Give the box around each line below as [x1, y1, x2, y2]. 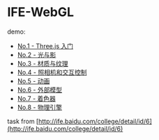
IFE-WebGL [7, 4, 75, 20]
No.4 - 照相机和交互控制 [17, 68, 87, 76]
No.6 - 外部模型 [17, 85, 63, 94]
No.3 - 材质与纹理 [17, 59, 68, 67]
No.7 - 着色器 [17, 94, 56, 102]
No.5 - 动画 [17, 76, 50, 85]
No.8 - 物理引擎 [17, 103, 63, 111]
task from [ [7, 117, 39, 125]
